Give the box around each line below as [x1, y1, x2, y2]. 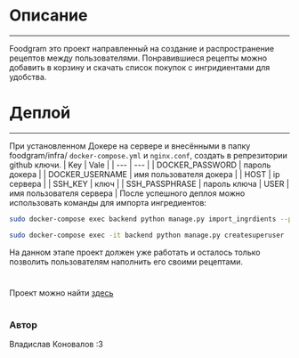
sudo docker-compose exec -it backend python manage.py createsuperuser [9, 231, 285, 240]
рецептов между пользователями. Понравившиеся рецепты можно [9, 53, 268, 63]
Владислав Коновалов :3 [9, 339, 104, 350]
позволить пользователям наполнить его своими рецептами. [9, 256, 243, 267]
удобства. [9, 71, 47, 82]
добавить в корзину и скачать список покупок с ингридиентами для [9, 61, 271, 72]
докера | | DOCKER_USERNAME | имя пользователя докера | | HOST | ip [9, 168, 280, 179]
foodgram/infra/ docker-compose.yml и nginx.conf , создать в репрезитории [9, 150, 287, 160]
